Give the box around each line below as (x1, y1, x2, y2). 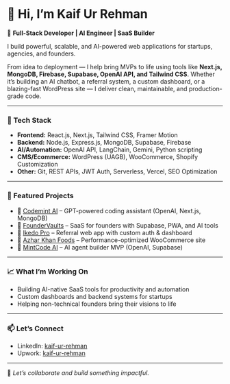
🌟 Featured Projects (7, 191, 74, 201)
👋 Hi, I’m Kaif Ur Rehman (7, 6, 149, 22)
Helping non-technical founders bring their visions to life (16, 300, 177, 308)
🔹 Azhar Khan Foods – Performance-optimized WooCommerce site (16, 236, 206, 244)
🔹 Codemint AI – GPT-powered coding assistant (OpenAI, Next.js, (16, 206, 201, 215)
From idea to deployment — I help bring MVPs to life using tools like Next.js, (7, 62, 222, 71)
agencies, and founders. (7, 49, 76, 58)
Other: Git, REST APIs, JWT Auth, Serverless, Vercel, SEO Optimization (16, 167, 218, 176)
